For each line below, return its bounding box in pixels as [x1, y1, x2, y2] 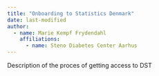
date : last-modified [7, 17, 67, 23]
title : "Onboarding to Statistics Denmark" [7, 10, 135, 17]
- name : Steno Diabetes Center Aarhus [25, 42, 138, 49]
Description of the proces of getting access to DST [7, 61, 152, 69]
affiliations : [19, 36, 60, 43]
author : [7, 23, 30, 30]
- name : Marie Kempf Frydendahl [13, 29, 107, 37]
